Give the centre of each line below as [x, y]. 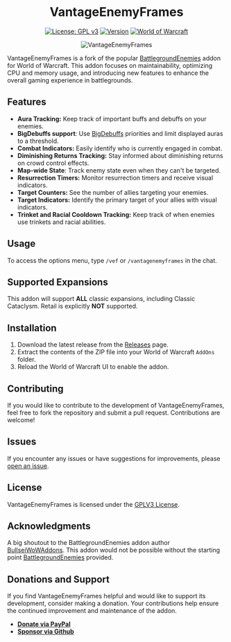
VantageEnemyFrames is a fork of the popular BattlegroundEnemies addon [114, 58]
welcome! [21, 420]
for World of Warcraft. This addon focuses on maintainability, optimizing [110, 65]
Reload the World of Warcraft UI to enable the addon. [93, 367]
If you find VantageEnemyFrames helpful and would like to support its [106, 596]
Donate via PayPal [44, 624]
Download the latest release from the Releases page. [93, 345]
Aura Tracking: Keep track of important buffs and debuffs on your [112, 119]
